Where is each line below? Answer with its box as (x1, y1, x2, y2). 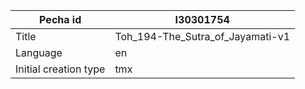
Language (15, 46, 63, 59)
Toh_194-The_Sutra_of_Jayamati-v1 (114, 30, 291, 43)
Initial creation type (15, 62, 106, 76)
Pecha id (39, 13, 82, 26)
